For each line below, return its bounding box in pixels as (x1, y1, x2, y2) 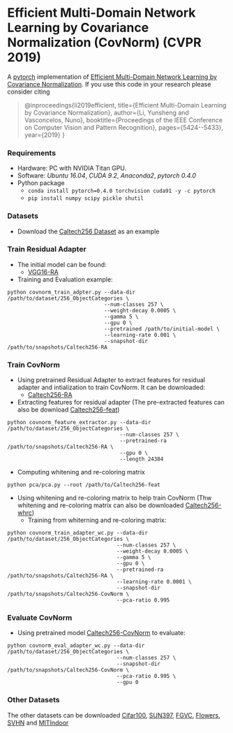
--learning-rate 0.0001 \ (116, 579, 192, 586)
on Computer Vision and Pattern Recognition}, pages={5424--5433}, (24, 123, 224, 131)
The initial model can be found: (17, 260, 107, 268)
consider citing (7, 87, 50, 96)
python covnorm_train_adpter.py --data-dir (7, 289, 136, 296)
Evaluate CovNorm (7, 613, 73, 623)
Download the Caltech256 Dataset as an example (17, 227, 160, 235)
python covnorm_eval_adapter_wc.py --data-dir (7, 642, 145, 649)
